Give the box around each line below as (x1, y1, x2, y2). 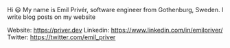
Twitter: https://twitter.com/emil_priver (7, 33, 116, 41)
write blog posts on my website (7, 13, 96, 21)
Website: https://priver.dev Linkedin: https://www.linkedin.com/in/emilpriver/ (7, 26, 223, 34)
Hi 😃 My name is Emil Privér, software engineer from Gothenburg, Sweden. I (7, 6, 224, 14)
